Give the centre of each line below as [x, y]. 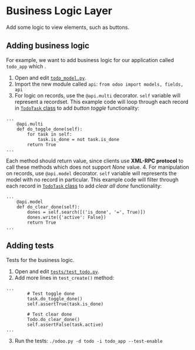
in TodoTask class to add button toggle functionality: [77, 108]
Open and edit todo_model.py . [50, 77]
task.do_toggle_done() [55, 299]
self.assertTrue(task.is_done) [65, 304]
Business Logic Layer [59, 11]
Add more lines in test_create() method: [64, 277]
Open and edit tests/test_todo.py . [57, 271]
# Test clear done [50, 314]
